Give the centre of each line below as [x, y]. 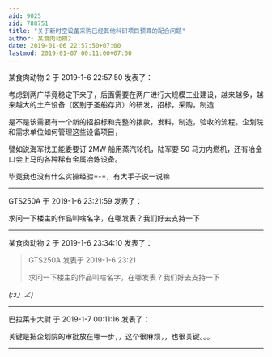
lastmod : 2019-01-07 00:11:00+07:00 [70, 53]
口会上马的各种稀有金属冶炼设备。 [65, 159]
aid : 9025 [25, 16]
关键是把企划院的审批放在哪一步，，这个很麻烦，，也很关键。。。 [111, 336]
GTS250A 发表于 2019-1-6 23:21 [82, 260]
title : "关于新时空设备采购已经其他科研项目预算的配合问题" [97, 31]
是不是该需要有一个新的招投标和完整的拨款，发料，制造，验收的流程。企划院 [136, 122]
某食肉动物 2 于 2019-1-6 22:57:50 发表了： [81, 77]
